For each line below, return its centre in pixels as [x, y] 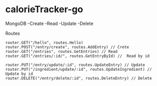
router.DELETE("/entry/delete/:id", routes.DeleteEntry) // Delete [79, 78]
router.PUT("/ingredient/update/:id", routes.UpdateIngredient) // [79, 69]
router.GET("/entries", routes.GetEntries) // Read [61, 51]
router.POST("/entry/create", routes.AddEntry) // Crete [67, 47]
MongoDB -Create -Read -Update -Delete [49, 23]
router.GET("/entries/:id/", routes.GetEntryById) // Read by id [77, 56]
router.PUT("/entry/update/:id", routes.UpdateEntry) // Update [75, 65]
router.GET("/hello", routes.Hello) [44, 42]
